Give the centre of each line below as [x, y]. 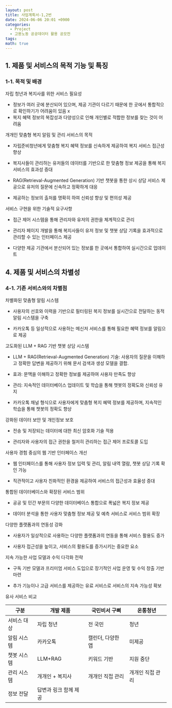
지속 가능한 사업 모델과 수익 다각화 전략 [44, 557]
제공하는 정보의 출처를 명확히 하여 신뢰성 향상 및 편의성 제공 [72, 198]
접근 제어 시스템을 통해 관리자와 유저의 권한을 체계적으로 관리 [73, 220]
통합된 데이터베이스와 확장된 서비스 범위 [45, 492]
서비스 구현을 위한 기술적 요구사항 [39, 209]
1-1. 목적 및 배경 [24, 82]
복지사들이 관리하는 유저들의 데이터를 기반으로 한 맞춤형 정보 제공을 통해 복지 [89, 163]
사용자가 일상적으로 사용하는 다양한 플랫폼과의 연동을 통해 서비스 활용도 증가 [89, 536]
